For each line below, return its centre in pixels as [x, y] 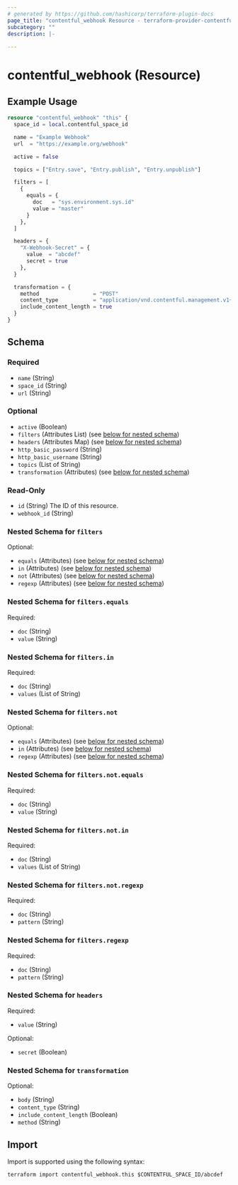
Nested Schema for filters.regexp [68, 940]
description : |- [31, 34]
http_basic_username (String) [60, 457]
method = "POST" [69, 294]
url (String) [34, 393]
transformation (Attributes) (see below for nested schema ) [103, 472]
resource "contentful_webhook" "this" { [68, 118]
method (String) [39, 1123]
